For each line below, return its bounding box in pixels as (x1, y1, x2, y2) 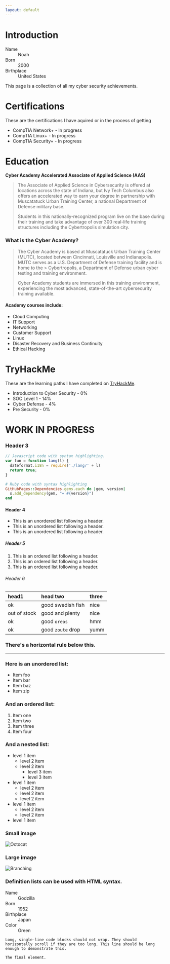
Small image (5, 830, 36, 837)
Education (5, 156, 49, 167)
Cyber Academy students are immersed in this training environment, (17, 280, 160, 286)
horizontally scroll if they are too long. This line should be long (5, 941, 155, 947)
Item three (12, 723, 34, 729)
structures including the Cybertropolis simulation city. (17, 224, 130, 231)
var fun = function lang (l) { (5, 458, 69, 464)
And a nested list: (5, 741, 50, 748)
